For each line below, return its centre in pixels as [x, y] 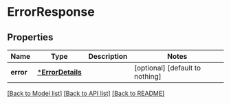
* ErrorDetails [59, 72]
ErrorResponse [51, 12]
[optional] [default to [167, 68]
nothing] [147, 76]
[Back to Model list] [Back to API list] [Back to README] [86, 93]
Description [108, 56]
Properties [30, 37]
